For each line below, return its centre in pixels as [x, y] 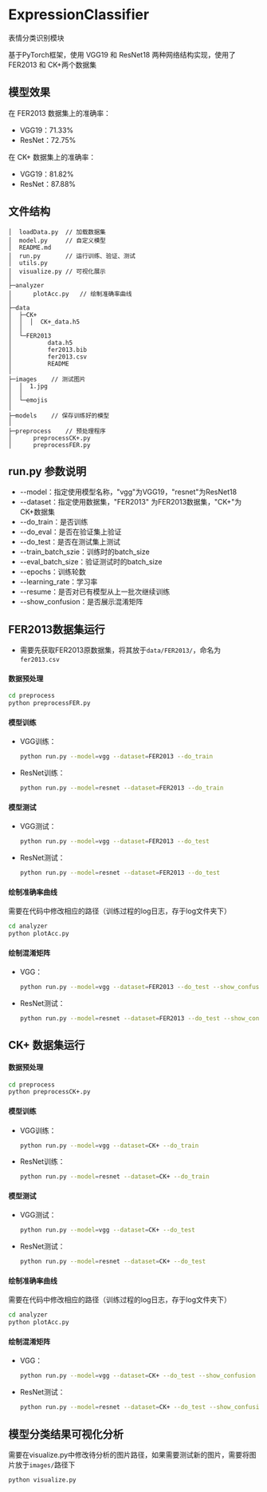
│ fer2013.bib [48, 350]
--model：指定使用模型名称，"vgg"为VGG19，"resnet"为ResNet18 [128, 492]
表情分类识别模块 [36, 38]
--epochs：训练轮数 [53, 572]
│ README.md [30, 247]
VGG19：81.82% [47, 174]
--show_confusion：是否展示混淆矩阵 [81, 602]
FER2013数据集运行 [57, 629]
